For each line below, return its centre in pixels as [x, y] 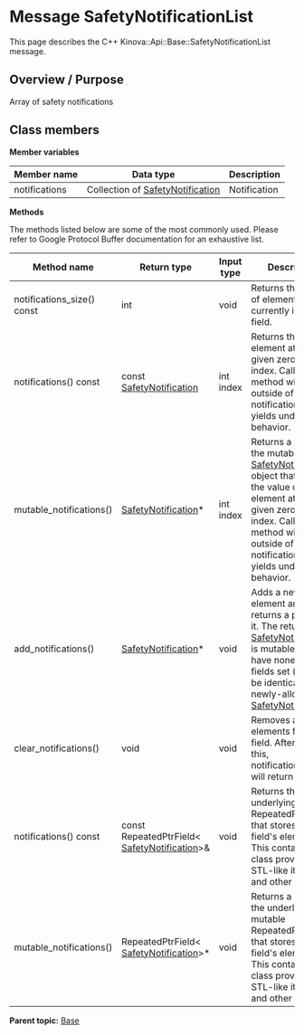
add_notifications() [54, 649]
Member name [46, 174]
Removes [271, 719]
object [265, 475]
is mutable [273, 649]
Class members [54, 130]
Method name [63, 267]
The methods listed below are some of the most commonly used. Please [144, 229]
